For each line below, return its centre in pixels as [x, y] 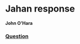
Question [17, 36]
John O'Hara [19, 23]
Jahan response [40, 9]
